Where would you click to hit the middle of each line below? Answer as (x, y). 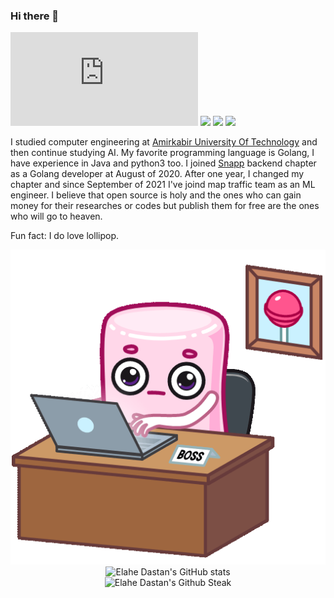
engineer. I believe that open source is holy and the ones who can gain (156, 195)
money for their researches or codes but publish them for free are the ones (165, 206)
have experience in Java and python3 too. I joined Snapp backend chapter (163, 163)
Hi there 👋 (35, 16)
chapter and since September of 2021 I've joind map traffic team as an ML (163, 185)
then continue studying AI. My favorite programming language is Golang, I (162, 153)
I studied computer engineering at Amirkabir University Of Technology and (164, 142)
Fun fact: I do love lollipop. (64, 236)
